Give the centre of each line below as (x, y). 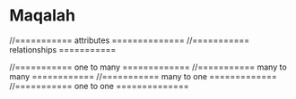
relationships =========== (63, 49)
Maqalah (43, 16)
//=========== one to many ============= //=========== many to (148, 67)
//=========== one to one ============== (99, 86)
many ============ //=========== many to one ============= (143, 76)
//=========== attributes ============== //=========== (130, 40)
